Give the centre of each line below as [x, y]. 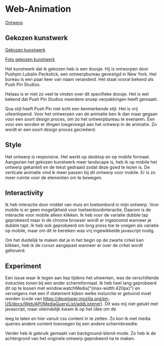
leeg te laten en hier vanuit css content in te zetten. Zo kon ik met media [78, 319]
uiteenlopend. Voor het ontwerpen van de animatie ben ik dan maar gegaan [82, 114]
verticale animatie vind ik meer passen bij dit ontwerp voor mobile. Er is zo [80, 172]
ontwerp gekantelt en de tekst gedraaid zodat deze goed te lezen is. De [78, 167]
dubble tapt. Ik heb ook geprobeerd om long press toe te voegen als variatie [82, 225]
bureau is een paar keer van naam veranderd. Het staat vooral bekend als [79, 79]
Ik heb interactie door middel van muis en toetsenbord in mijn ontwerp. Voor [82, 205]
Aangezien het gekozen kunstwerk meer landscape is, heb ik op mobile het [81, 162]
